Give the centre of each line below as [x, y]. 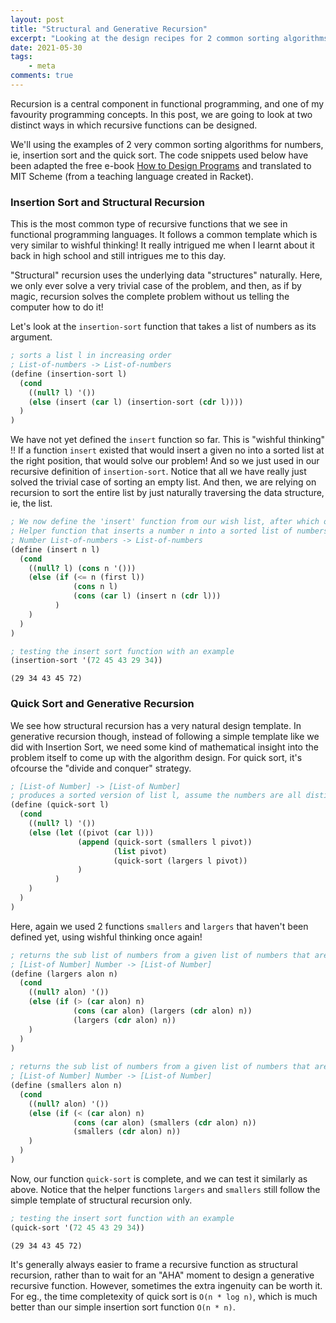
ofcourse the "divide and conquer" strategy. [101, 768]
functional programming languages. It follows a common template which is [164, 235]
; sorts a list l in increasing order [91, 356]
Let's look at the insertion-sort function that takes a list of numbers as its [163, 327]
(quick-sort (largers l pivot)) [180, 861]
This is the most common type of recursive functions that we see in [149, 224]
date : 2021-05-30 [46, 47]
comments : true [42, 76]
